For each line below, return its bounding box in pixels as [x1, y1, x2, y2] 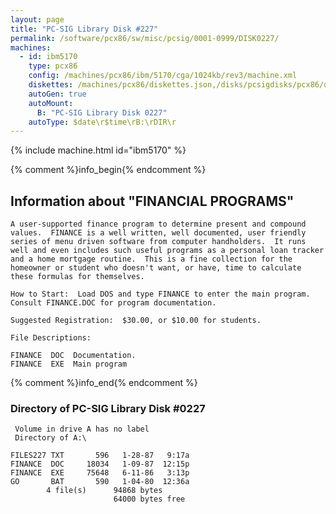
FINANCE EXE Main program [10, 359, 128, 370]
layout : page [10, 14, 65, 25]
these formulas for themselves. [10, 272, 145, 282]
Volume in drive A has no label [14, 424, 150, 435]
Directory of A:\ [14, 433, 87, 443]
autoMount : [28, 98, 74, 108]
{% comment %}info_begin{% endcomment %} [10, 164, 207, 176]
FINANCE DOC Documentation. [10, 351, 137, 361]
